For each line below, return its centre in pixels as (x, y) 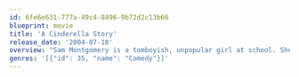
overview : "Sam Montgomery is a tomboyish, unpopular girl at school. (143, 50)
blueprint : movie (41, 26)
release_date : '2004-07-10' (61, 42)
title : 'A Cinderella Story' (63, 34)
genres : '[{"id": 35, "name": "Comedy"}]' (89, 58)
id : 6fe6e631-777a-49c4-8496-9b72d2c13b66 (89, 17)
